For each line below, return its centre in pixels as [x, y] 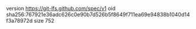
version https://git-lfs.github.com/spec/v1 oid [61, 8]
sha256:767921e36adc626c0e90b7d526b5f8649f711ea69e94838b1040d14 [98, 14]
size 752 [44, 21]
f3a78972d [19, 21]
